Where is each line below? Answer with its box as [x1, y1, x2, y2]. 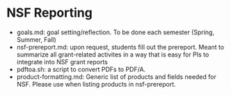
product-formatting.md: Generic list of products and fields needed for [16, 72, 216, 81]
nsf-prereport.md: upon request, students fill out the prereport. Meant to [16, 43, 225, 51]
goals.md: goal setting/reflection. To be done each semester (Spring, [16, 28, 215, 36]
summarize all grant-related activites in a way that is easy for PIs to [16, 50, 209, 59]
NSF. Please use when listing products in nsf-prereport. [16, 80, 177, 88]
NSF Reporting [6, 5, 93, 21]
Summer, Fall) [16, 35, 56, 43]
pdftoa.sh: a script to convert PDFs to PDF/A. [16, 65, 146, 73]
